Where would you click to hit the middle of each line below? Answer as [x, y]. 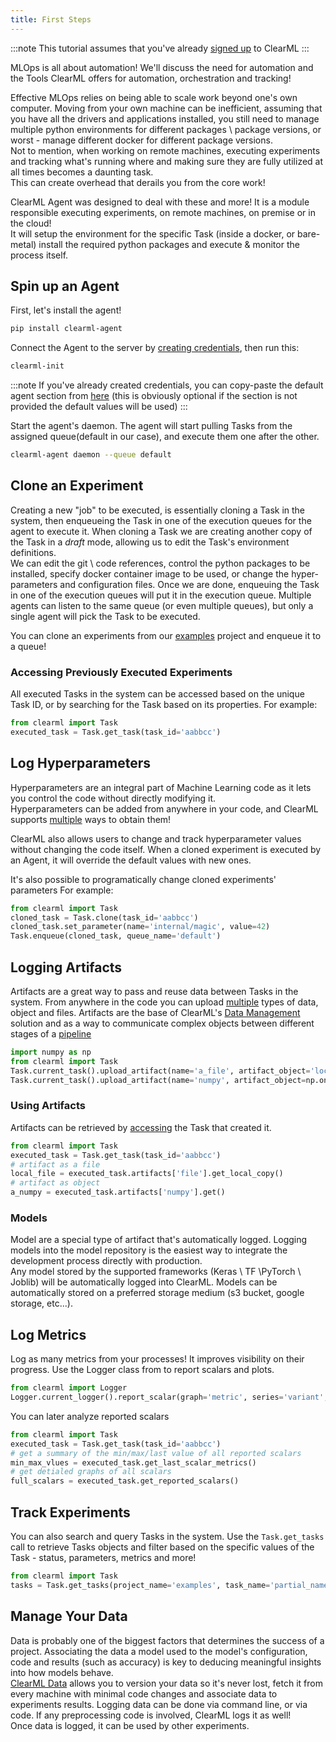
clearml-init [37, 366]
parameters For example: [62, 890]
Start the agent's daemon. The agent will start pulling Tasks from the [151, 426]
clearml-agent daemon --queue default [91, 455]
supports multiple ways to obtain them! [91, 819]
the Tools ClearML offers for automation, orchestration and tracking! [151, 78]
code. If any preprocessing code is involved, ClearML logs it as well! [151, 1715]
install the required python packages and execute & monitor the [169, 244]
